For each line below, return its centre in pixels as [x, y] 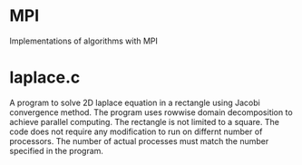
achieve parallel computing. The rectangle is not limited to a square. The [144, 121]
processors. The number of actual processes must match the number [139, 141]
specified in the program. [57, 150]
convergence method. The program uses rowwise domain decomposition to [151, 112]
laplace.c [45, 78]
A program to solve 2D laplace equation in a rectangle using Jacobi [135, 102]
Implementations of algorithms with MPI [84, 41]
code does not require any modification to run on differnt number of [136, 131]
